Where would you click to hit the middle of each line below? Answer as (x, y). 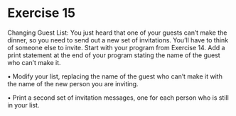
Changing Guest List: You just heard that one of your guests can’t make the (117, 33)
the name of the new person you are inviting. (73, 83)
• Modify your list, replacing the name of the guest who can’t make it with (115, 76)
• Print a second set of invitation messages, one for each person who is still (118, 98)
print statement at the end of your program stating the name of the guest (114, 55)
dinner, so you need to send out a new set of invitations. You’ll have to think (118, 40)
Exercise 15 (42, 13)
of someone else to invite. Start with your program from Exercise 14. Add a (116, 47)
